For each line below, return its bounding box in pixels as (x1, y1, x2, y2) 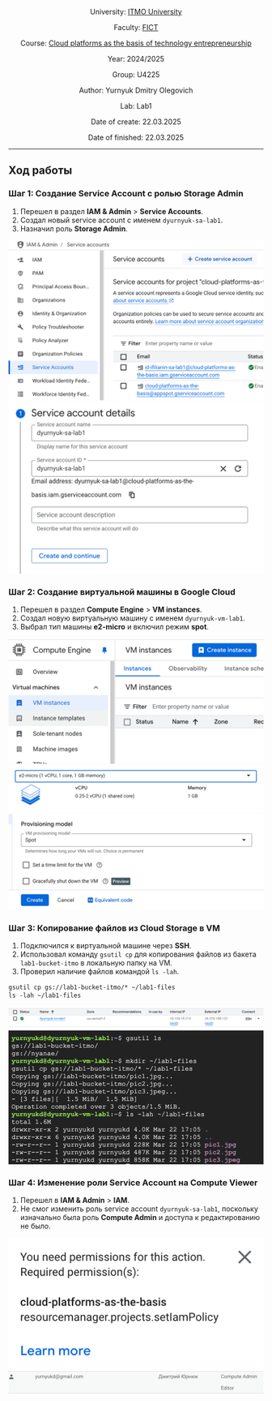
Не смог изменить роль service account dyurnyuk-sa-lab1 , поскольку (19, 1204, 259, 1214)
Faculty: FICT (113, 23, 159, 32)
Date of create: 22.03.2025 (91, 117, 181, 127)
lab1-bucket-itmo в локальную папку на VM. (19, 957, 172, 968)
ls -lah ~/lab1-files (8, 991, 82, 999)
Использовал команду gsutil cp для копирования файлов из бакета (19, 949, 257, 959)
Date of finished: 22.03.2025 (87, 133, 185, 142)
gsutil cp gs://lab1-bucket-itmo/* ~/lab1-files (8, 983, 176, 991)
